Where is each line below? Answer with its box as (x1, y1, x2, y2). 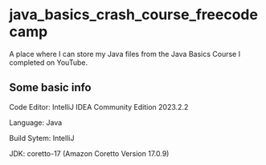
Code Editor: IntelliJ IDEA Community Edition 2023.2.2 (9, 102, 189, 111)
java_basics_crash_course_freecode (9, 6, 258, 24)
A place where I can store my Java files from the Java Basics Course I (9, 49, 240, 58)
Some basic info (9, 81, 92, 95)
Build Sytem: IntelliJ (9, 133, 75, 143)
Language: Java (9, 118, 63, 127)
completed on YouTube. (9, 58, 88, 67)
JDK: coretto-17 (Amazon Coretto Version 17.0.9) (9, 148, 170, 158)
